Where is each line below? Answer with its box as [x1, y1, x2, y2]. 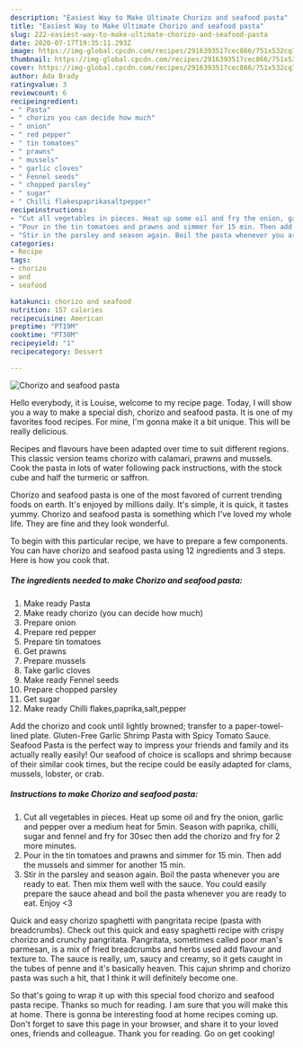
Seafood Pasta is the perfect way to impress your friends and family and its [10, 739, 290, 750]
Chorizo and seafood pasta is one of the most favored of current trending [10, 489, 282, 500]
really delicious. [10, 425, 68, 436]
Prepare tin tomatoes [22, 636, 102, 647]
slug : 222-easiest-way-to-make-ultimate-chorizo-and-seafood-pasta [10, 30, 269, 39]
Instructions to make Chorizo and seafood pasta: [10, 789, 199, 800]
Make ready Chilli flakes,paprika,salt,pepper [22, 703, 187, 713]
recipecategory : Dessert [10, 347, 103, 356]
